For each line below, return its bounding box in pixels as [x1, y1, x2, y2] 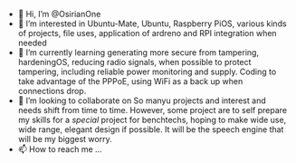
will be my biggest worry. [17, 134, 112, 144]
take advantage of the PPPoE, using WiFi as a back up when [17, 76, 243, 86]
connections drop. [17, 86, 87, 96]
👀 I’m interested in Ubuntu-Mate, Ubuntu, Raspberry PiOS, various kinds [17, 18, 287, 29]
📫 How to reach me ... [17, 144, 102, 154]
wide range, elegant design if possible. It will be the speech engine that [17, 124, 284, 135]
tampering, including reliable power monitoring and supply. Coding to [17, 66, 277, 77]
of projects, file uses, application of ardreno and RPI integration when [17, 28, 278, 38]
